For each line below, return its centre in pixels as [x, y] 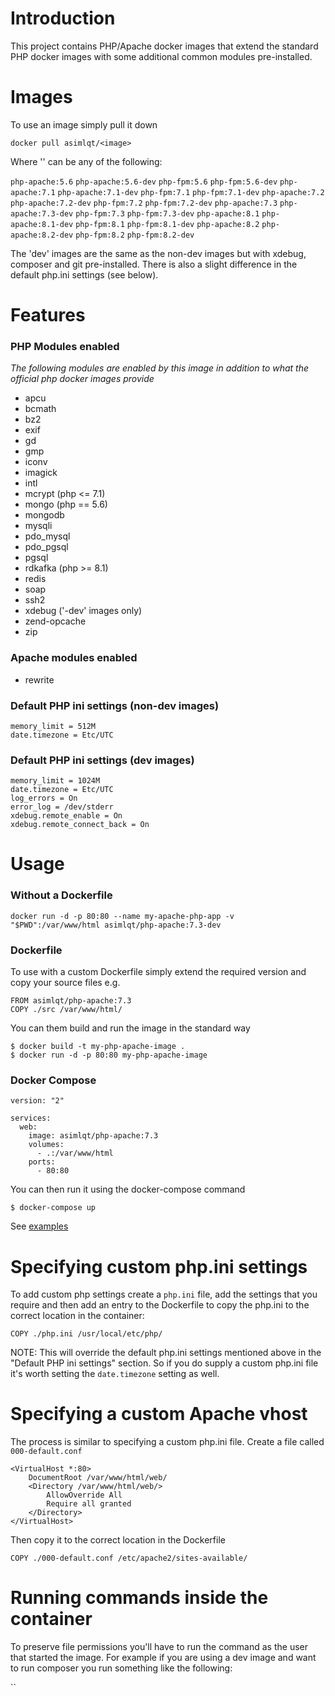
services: [31, 1118]
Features [48, 315]
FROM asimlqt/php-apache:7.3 [71, 1001]
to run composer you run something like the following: [121, 1668]
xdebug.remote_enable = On [66, 816]
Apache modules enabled [74, 658]
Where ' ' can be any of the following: [86, 161]
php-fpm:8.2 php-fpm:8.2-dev [135, 235]
